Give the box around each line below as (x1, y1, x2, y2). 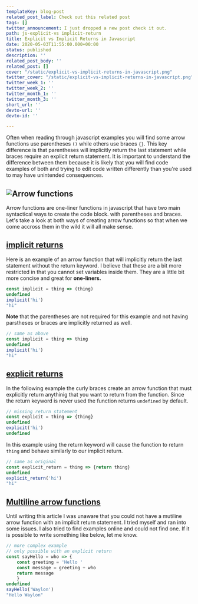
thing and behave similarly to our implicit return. (6, 447, 123, 454)
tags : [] (6, 19, 28, 25)
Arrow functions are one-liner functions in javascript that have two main (6, 204, 181, 212)
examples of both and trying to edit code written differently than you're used (6, 166, 192, 173)
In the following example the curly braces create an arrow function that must (6, 384, 192, 392)
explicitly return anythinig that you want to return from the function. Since (6, 391, 184, 398)
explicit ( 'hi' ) (6, 425, 44, 431)
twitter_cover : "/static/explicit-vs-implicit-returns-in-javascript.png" (6, 74, 194, 80)
